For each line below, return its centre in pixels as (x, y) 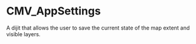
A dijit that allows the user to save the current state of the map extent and (98, 28)
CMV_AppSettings (54, 11)
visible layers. (23, 34)
